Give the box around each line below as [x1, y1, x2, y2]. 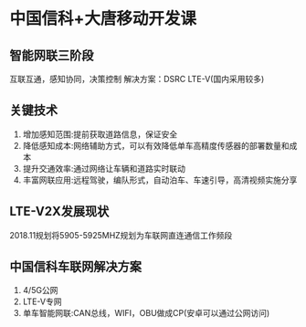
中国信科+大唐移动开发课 [9, 8, 197, 29]
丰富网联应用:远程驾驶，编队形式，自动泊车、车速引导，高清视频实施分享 [22, 174, 298, 185]
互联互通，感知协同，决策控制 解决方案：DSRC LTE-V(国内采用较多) [9, 74, 265, 84]
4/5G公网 [22, 285, 58, 296]
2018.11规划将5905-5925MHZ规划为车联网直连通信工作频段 [9, 229, 233, 240]
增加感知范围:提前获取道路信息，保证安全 [22, 129, 178, 140]
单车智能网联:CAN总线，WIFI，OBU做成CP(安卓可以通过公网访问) [22, 308, 270, 319]
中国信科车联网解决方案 [9, 259, 142, 275]
